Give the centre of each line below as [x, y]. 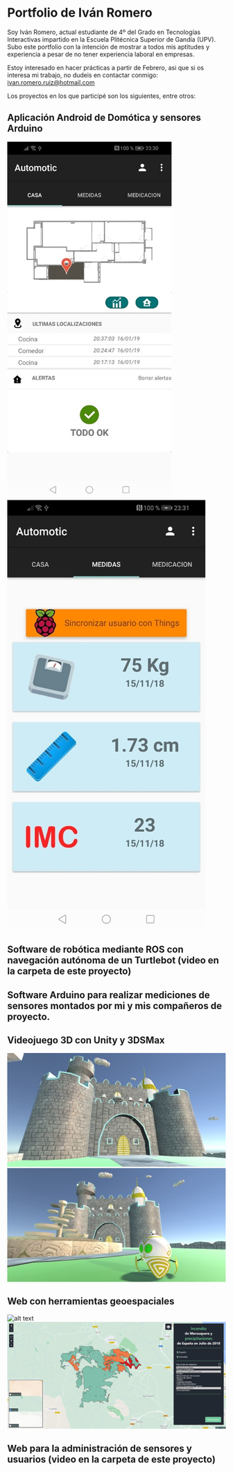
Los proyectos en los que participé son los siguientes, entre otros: [102, 96]
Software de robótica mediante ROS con [95, 950]
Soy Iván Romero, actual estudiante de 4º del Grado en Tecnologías [104, 32]
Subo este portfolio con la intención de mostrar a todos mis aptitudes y [109, 47]
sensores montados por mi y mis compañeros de [114, 1006]
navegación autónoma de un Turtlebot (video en [113, 960]
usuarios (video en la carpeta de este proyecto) [112, 1459]
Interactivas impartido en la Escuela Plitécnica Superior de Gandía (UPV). [112, 39]
